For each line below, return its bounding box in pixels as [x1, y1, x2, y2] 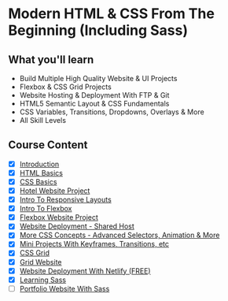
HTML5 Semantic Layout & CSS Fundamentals [19, 99, 170, 108]
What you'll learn [8, 53, 94, 66]
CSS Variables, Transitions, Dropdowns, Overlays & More [19, 107, 204, 117]
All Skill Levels [19, 116, 67, 124]
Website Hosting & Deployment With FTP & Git [19, 91, 170, 99]
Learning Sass [19, 275, 67, 284]
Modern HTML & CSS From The [8, 5, 215, 23]
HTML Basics [19, 168, 63, 177]
